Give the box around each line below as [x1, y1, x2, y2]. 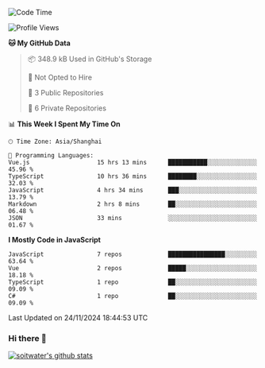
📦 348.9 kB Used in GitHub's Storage [27, 54, 152, 64]
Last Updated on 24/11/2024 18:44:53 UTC [8, 313, 148, 322]
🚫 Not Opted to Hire [27, 72, 93, 82]
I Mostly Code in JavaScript [8, 235, 102, 244]
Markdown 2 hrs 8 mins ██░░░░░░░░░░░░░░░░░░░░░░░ [8, 200, 258, 208]
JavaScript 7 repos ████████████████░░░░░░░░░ [8, 250, 258, 258]
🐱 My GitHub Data [8, 38, 71, 48]
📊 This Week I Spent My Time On [8, 119, 121, 129]
